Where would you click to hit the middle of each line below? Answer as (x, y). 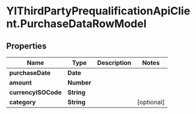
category (23, 102)
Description (114, 63)
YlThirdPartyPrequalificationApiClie (98, 11)
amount (20, 82)
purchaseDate (30, 73)
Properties (26, 46)
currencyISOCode (35, 92)
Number (79, 82)
